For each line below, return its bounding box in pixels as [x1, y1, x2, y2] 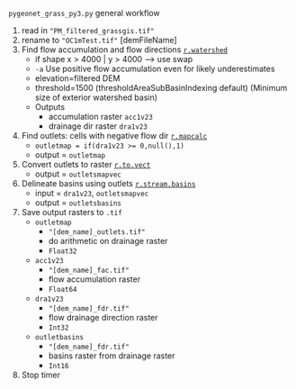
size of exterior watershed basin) [34, 92, 158, 103]
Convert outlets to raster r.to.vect [21, 159, 151, 169]
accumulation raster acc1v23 [48, 112, 154, 122]
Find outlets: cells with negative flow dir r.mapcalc [21, 131, 208, 140]
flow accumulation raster [48, 274, 141, 285]
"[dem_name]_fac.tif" [48, 266, 130, 275]
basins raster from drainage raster [48, 350, 175, 361]
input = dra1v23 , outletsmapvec [34, 188, 149, 198]
